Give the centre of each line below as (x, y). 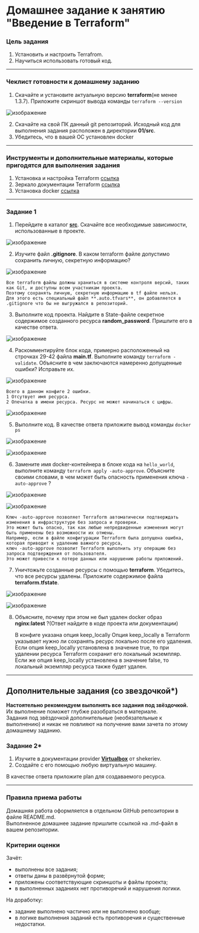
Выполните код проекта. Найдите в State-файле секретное (89, 315)
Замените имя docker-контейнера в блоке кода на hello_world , (94, 464)
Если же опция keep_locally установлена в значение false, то (92, 660)
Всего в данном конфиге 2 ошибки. (49, 392)
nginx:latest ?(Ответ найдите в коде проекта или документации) (97, 623)
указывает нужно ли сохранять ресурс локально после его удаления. (103, 641)
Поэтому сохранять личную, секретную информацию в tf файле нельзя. (92, 293)
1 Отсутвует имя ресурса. (38, 397)
